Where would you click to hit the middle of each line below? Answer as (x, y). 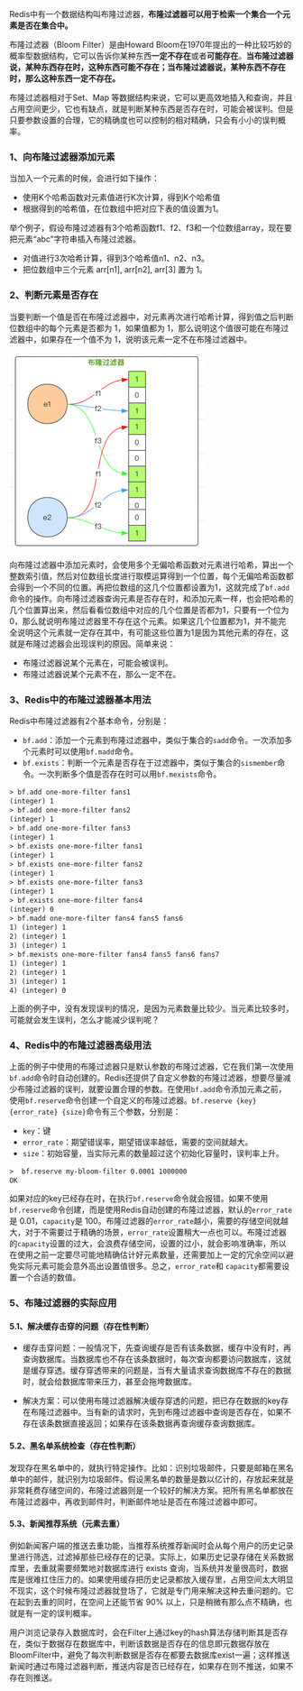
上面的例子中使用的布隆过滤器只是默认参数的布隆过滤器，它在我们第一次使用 (151, 1067)
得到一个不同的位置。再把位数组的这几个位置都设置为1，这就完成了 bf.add (153, 587)
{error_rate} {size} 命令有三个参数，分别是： (96, 1112)
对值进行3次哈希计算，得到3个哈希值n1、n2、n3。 (116, 258)
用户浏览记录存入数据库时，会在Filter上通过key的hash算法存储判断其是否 (145, 1632)
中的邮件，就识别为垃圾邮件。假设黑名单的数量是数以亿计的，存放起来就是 (155, 1479)
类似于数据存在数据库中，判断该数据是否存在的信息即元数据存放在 (147, 1643)
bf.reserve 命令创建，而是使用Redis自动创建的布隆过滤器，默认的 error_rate (151, 1210)
